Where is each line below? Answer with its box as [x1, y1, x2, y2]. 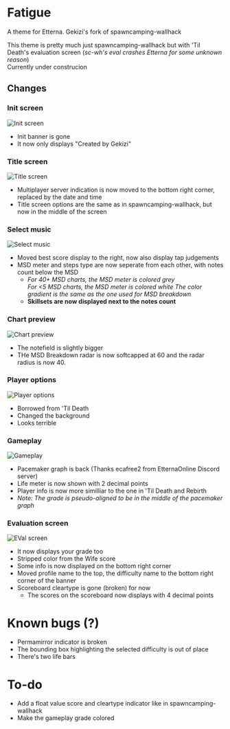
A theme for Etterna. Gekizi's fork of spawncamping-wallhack [7, 27, 182, 36]
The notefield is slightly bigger [16, 344, 104, 352]
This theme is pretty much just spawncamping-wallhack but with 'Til [7, 41, 200, 49]
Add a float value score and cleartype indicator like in [16, 699, 168, 708]
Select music [7, 225, 51, 234]
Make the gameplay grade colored [16, 714, 115, 722]
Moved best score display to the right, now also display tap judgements [16, 254, 220, 262]
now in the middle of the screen [16, 208, 107, 216]
